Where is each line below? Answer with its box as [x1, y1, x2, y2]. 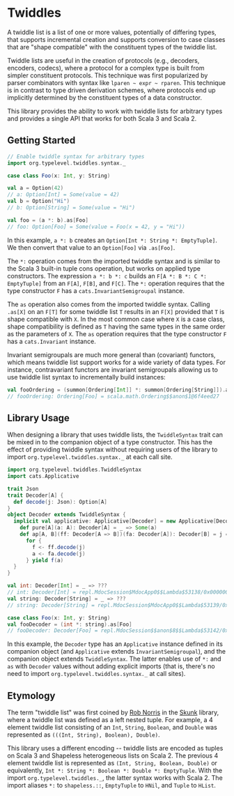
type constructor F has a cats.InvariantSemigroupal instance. [7, 286, 185, 294]
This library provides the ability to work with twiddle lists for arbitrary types [7, 107, 223, 115]
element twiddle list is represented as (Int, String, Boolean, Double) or [7, 759, 218, 767]
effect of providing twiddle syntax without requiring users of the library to [7, 445, 218, 454]
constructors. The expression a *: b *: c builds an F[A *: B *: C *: [7, 271, 207, 280]
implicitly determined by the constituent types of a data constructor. [7, 93, 202, 102]
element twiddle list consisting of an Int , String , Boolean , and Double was [7, 723, 217, 732]
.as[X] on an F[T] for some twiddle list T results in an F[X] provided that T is [7, 307, 225, 315]
